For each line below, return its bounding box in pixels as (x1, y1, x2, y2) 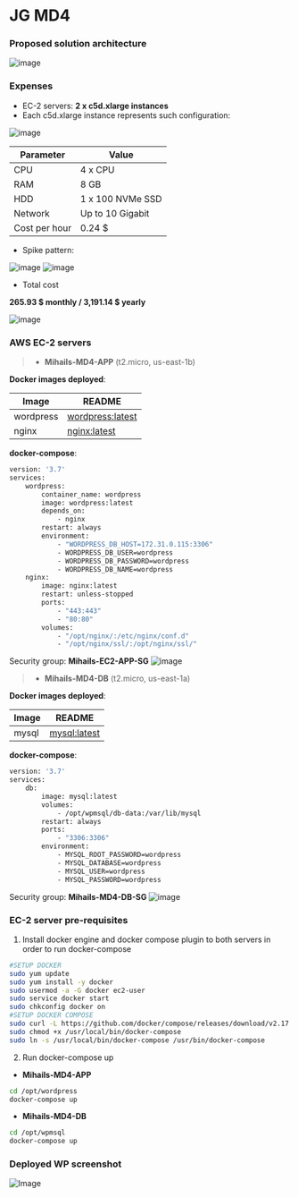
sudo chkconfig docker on (9, 1003, 105, 1012)
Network (13, 207, 51, 219)
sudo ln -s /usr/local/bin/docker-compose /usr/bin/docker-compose (9, 1035, 266, 1045)
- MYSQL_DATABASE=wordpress (56, 858, 162, 868)
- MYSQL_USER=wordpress (56, 867, 145, 876)
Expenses (9, 80, 54, 92)
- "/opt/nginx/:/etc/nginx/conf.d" (56, 632, 190, 641)
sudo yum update (9, 969, 70, 978)
